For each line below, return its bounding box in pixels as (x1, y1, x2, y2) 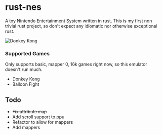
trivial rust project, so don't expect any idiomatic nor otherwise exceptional (5, 23, 158, 29)
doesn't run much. (5, 67, 43, 72)
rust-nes (5, 1, 42, 13)
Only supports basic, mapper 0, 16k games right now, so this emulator (5, 61, 147, 67)
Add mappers (12, 125, 40, 131)
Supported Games (5, 50, 50, 57)
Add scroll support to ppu (12, 114, 65, 120)
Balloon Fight (12, 81, 40, 87)
